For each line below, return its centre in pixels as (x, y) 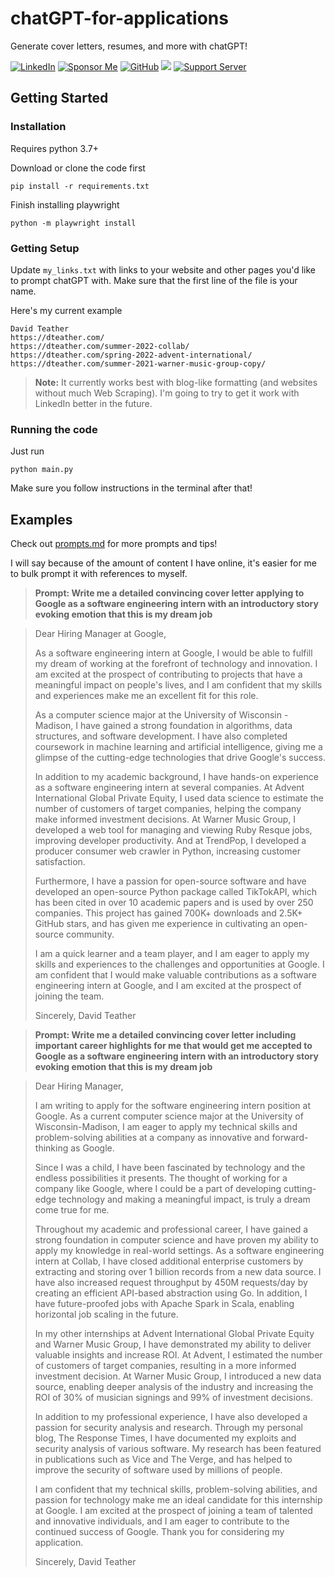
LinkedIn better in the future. (93, 403)
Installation (38, 127)
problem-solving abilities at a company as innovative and (152, 1138)
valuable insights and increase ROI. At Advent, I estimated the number (178, 1355)
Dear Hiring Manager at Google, (100, 634)
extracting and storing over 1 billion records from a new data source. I (178, 1272)
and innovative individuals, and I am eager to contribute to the (162, 1521)
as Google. (92, 1148)
